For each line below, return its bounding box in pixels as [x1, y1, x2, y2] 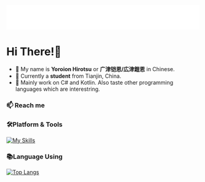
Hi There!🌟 [6, 45, 62, 58]
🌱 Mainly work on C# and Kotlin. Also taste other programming [15, 79, 174, 86]
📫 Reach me [6, 101, 45, 110]
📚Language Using [6, 152, 63, 161]
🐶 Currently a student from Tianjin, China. [15, 72, 122, 80]
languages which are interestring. [15, 85, 100, 93]
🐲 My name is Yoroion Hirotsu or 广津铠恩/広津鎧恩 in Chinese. [15, 66, 175, 73]
